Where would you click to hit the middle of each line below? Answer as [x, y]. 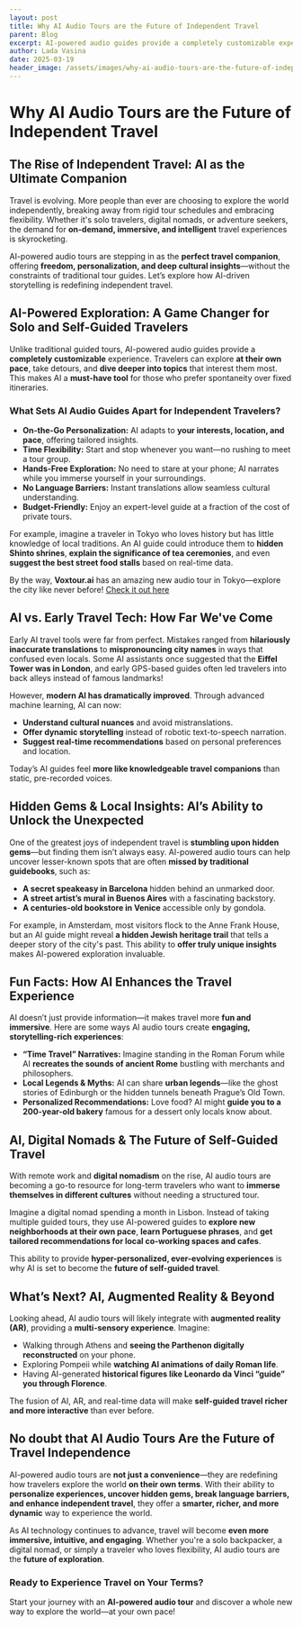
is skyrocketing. [39, 239]
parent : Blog [34, 34]
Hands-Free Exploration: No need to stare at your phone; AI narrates [151, 468]
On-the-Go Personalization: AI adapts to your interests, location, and [153, 430]
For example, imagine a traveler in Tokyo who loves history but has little [142, 533]
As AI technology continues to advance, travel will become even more [139, 1530]
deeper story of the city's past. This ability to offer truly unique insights [143, 944]
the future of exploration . [57, 1558]
